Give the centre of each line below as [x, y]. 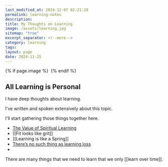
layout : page [19, 52]
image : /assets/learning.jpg [36, 29]
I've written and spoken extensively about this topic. [59, 109]
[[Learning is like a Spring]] [41, 139]
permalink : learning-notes [33, 15]
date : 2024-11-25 [23, 57]
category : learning [26, 43]
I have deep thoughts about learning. [43, 99]
